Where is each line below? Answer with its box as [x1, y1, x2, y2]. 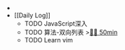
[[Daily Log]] [13, 11, 51, 19]
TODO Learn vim [24, 36, 73, 44]
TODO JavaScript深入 [24, 19, 88, 28]
